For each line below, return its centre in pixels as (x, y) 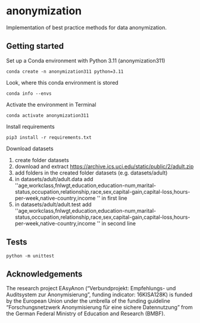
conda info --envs (29, 94)
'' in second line (116, 223)
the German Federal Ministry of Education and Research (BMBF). (86, 313)
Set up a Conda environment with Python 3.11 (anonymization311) (86, 60)
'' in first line (112, 198)
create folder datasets (42, 160)
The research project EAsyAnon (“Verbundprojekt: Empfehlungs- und (91, 288)
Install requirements (30, 126)
